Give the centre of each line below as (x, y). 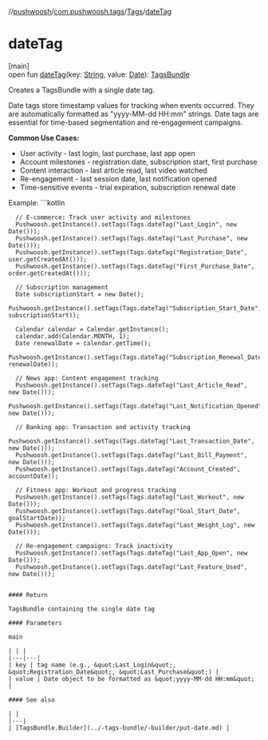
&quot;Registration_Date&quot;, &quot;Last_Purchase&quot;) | (114, 672)
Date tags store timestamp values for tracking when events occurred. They (131, 105)
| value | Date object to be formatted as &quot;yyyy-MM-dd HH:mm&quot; (132, 678)
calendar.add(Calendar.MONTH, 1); (73, 336)
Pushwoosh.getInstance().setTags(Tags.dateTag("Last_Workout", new (130, 497)
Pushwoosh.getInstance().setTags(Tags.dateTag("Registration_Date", (132, 252)
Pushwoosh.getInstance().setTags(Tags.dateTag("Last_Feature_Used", (132, 567)
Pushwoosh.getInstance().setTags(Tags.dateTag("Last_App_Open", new (132, 553)
